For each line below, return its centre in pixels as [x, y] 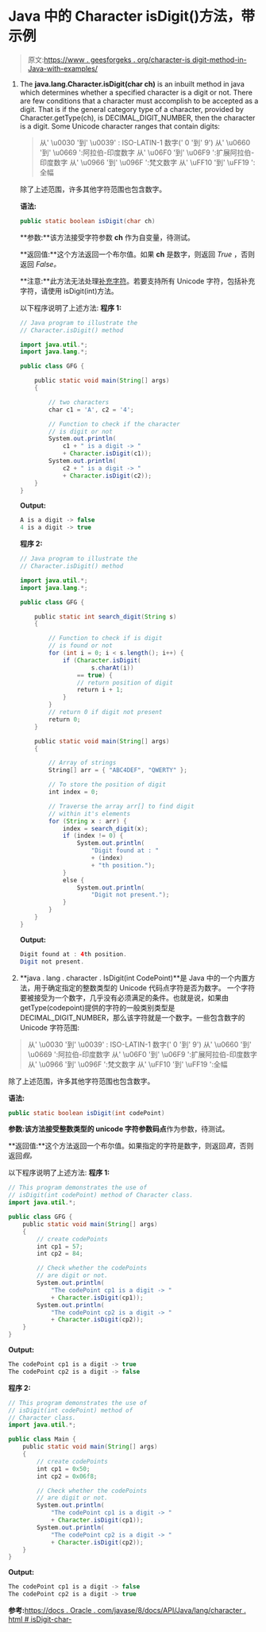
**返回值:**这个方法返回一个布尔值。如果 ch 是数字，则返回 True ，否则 [137, 254]
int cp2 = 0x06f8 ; [67, 1476]
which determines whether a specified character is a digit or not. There [136, 92]
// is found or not [81, 646]
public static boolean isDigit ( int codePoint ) [87, 1113]
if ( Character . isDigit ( [102, 660]
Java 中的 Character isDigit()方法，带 [132, 16]
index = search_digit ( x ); [105, 828]
